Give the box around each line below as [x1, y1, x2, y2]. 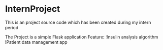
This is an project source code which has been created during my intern [5, 19, 151, 25]
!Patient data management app [5, 39, 67, 45]
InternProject [5, 3, 61, 15]
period [5, 24, 19, 30]
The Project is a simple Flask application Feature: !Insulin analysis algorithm [5, 34, 159, 40]
